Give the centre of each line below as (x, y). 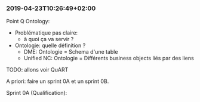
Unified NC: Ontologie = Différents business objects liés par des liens (109, 58)
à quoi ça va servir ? (49, 39)
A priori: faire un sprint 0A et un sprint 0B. (58, 81)
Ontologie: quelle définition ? (50, 45)
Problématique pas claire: (46, 33)
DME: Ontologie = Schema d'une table (71, 52)
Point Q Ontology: (28, 21)
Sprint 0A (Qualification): (37, 93)
